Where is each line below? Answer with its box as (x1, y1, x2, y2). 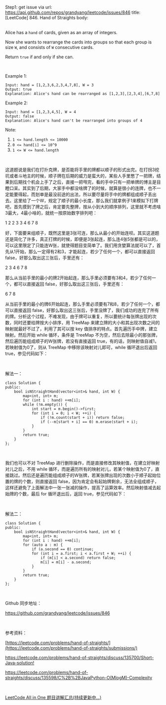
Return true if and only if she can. (5, 54, 74, 60)
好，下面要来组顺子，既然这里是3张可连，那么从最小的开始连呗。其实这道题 (5, 230, 160, 236)
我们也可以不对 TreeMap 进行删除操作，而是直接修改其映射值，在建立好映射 (5, 460, 160, 466)
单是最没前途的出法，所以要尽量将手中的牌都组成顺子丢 (39, 191, 152, 197)
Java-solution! (5, 660, 35, 665)
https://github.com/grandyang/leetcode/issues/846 (5, 610, 110, 616)
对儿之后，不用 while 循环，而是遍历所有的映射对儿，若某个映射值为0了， (5, 466, 156, 472)
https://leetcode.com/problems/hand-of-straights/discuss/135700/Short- (5, 655, 154, 661)
